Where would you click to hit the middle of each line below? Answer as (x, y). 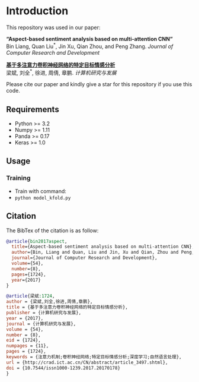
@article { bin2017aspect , (37, 241)
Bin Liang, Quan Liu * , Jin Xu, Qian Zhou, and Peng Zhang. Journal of (90, 46)
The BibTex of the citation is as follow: (52, 231)
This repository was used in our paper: (53, 27)
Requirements (33, 109)
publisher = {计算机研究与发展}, (44, 313)
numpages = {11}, (28, 346)
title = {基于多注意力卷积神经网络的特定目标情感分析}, (67, 307)
